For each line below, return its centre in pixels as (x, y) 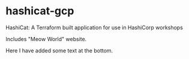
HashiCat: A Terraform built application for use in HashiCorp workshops (94, 27)
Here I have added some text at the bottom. (59, 50)
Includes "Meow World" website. (46, 39)
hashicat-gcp (40, 11)
